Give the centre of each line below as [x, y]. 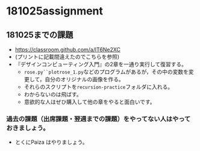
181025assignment [55, 11]
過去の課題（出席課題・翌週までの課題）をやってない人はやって [98, 119]
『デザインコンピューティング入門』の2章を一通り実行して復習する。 [101, 64]
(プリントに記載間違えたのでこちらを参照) [67, 57]
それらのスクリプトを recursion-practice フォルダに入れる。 [98, 87]
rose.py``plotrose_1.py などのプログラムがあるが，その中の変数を [106, 72]
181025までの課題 [40, 35]
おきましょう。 [28, 128]
